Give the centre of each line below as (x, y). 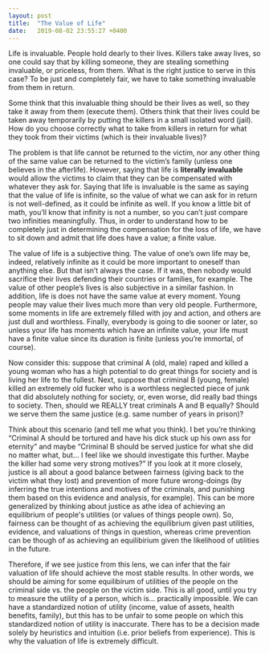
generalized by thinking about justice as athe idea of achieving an (117, 506)
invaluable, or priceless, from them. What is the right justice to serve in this (132, 71)
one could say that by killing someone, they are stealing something (119, 62)
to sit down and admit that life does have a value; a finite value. (112, 238)
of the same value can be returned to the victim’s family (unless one (120, 161)
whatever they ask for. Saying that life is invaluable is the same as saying (128, 187)
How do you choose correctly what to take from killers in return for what (128, 128)
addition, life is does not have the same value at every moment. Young (124, 296)
